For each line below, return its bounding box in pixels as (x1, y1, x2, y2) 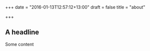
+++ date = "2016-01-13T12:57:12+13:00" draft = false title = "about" (5, 4, 146, 10)
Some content (5, 41, 34, 47)
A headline (5, 28, 39, 37)
